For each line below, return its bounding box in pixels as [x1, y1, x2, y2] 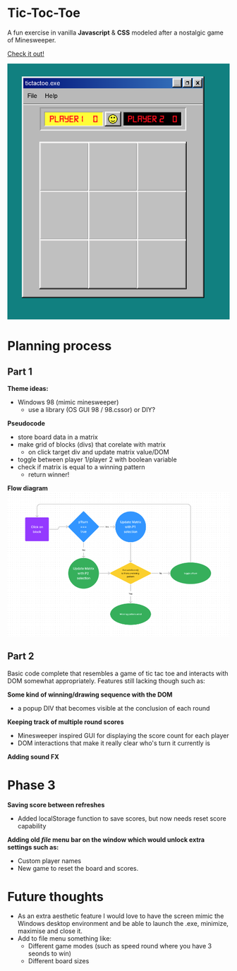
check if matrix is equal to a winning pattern [17, 463, 146, 471]
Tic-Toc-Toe [7, 5, 81, 21]
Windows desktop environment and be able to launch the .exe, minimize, [17, 919, 229, 928]
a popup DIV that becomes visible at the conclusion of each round [17, 704, 210, 712]
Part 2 [7, 651, 35, 663]
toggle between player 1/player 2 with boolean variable [17, 455, 178, 464]
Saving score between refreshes [7, 800, 105, 809]
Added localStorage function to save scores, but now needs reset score [17, 814, 227, 823]
